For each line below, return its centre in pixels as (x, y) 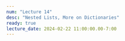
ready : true (21, 23)
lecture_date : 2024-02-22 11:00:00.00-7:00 (62, 29)
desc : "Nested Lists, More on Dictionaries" (63, 17)
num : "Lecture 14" (29, 12)
